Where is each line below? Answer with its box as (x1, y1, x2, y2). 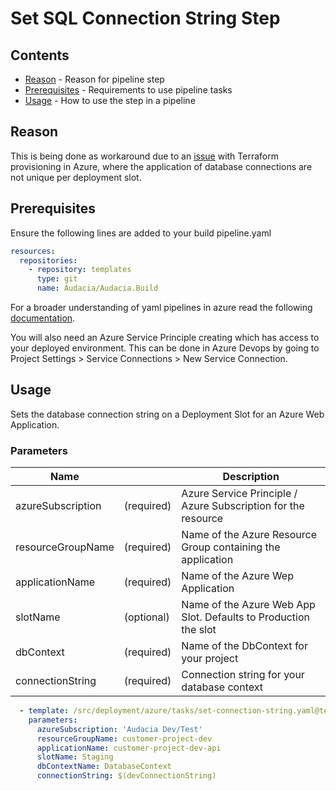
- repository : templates (28, 265, 132, 275)
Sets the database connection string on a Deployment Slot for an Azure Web (10, 408, 325, 420)
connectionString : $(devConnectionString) (36, 771, 217, 781)
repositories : (19, 255, 78, 266)
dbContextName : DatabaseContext (36, 762, 172, 772)
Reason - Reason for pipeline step (24, 73, 165, 85)
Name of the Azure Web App (181, 598, 316, 612)
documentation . (10, 312, 76, 324)
